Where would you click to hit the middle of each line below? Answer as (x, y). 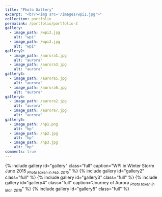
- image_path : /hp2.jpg (34, 133)
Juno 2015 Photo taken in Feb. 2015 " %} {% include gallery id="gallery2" (75, 171)
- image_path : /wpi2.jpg (35, 33)
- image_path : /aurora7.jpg (38, 111)
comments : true (21, 152)
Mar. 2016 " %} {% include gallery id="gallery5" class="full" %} (67, 189)
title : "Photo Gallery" (29, 10)
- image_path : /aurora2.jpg (38, 101)
